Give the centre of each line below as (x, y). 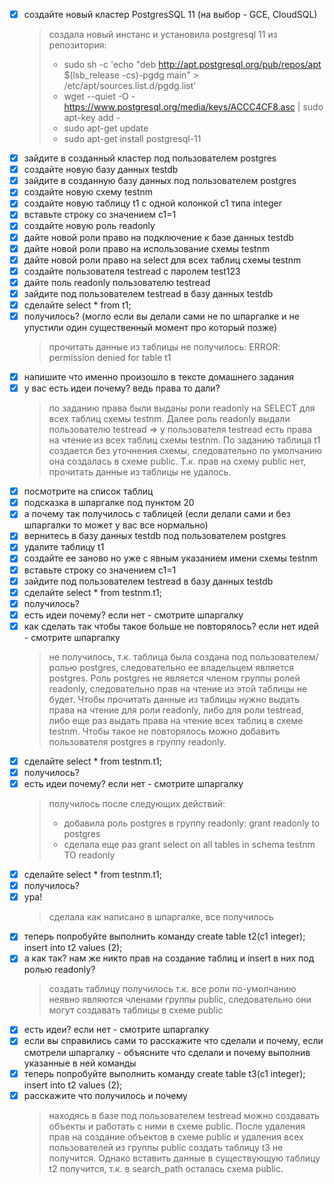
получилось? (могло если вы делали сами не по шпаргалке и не (161, 316)
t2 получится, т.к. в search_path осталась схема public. (166, 1168)
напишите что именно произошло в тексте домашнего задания (158, 377)
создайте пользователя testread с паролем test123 (132, 271)
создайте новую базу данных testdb (101, 170)
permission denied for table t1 (110, 357)
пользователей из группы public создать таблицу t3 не (166, 1147)
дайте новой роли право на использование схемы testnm (147, 248)
